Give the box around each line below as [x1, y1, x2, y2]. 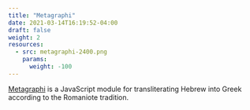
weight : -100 [28, 63, 73, 71]
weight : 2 [8, 33, 41, 42]
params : [22, 56, 47, 64]
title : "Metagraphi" [8, 11, 76, 20]
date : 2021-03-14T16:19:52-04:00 [8, 19, 118, 27]
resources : [8, 41, 44, 49]
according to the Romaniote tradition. [8, 92, 129, 102]
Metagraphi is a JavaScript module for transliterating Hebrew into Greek [8, 84, 242, 93]
